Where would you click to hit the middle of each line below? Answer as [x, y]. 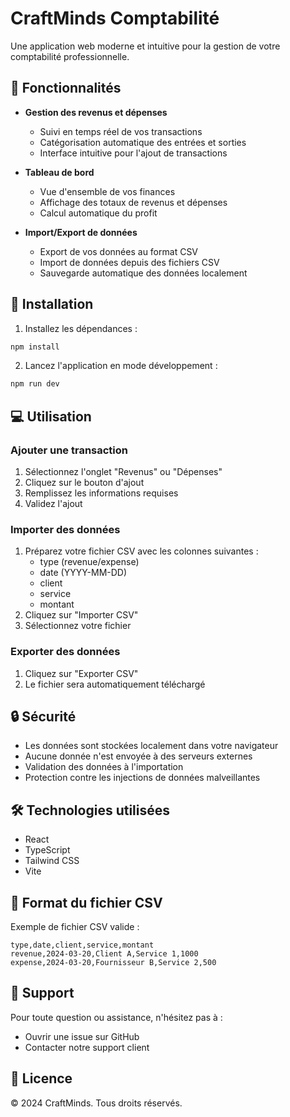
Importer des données [65, 529]
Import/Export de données [81, 232]
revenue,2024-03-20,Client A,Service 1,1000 [104, 954]
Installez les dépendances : [81, 328]
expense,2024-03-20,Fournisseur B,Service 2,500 [113, 963]
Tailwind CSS [52, 861]
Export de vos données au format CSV [119, 251]
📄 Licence [41, 1078]
